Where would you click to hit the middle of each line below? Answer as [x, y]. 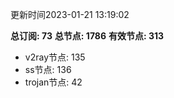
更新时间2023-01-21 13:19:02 [70, 14]
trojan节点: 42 [53, 82]
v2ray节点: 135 [55, 57]
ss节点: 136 [48, 69]
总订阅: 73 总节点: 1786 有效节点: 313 [87, 36]
